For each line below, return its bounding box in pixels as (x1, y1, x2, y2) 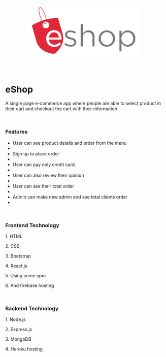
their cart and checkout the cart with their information (5, 106, 118, 112)
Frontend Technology (5, 221, 59, 229)
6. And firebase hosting (5, 282, 54, 288)
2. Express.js (5, 327, 32, 333)
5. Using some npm (5, 272, 46, 278)
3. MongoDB (5, 336, 31, 342)
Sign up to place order (12, 150, 59, 156)
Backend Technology (5, 305, 59, 312)
